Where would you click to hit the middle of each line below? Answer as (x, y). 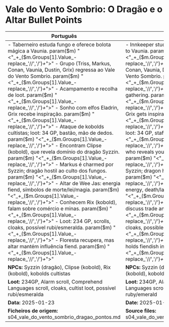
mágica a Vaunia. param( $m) (42, 50)
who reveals (140, 151)
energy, (135, 189)
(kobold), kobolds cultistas (39, 274)
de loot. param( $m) (31, 95)
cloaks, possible (145, 227)
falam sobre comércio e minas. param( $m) (58, 208)
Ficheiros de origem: (33, 310)
